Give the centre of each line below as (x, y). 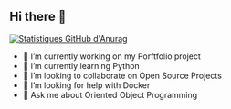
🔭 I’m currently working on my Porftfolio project (111, 56)
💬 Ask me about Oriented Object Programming (110, 94)
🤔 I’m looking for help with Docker (86, 85)
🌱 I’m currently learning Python (81, 65)
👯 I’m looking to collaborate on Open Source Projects (122, 75)
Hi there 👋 (38, 17)
